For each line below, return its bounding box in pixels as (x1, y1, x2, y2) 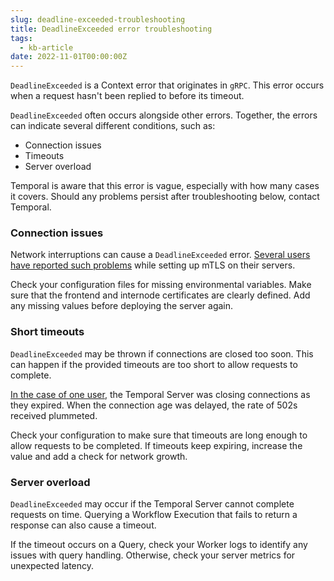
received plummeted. (10, 409, 98, 421)
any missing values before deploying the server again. (10, 300, 234, 312)
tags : (10, 33, 33, 43)
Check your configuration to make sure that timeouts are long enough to (10, 429, 308, 441)
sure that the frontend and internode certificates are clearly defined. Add (10, 289, 311, 301)
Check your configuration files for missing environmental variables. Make (10, 279, 312, 291)
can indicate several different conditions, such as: (10, 120, 216, 132)
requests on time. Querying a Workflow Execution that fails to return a (10, 509, 298, 521)
